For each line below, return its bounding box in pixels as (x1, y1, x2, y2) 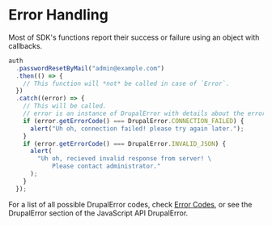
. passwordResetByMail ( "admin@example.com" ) (15, 64, 164, 72)
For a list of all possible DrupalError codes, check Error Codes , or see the (8, 199, 253, 209)
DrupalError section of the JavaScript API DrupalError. (8, 208, 189, 218)
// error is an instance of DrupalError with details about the (23, 109, 244, 118)
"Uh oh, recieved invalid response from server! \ (37, 155, 212, 163)
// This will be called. (23, 102, 107, 110)
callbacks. (8, 41, 43, 50)
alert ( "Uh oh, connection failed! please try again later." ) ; (29, 124, 244, 133)
